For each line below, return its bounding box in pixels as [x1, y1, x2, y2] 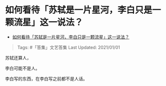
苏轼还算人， [5, 55, 31, 60]
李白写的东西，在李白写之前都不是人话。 [5, 76, 87, 82]
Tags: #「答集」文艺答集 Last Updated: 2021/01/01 [17, 44, 120, 50]
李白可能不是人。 [5, 65, 40, 71]
